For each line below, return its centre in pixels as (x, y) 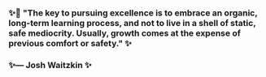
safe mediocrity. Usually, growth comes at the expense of (125, 33)
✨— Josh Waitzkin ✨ (50, 65)
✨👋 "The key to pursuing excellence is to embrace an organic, (133, 13)
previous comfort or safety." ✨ (70, 43)
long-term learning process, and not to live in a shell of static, (132, 23)
